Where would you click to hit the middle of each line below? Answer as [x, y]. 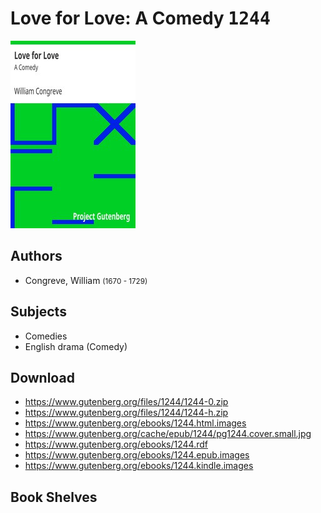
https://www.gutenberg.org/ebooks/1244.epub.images [137, 455]
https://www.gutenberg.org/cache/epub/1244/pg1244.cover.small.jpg [168, 434]
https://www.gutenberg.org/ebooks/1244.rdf [116, 444]
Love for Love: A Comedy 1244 [140, 18]
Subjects [38, 312]
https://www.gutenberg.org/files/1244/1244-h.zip [126, 413]
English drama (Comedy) [76, 346]
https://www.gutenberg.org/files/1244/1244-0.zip [126, 402]
